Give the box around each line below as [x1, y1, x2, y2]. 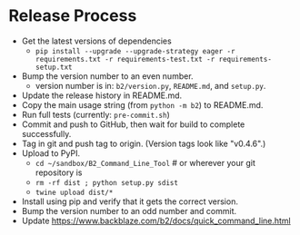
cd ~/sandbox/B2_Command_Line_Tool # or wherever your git [35, 157, 256, 168]
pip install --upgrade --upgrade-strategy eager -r [35, 46, 235, 55]
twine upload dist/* [35, 188, 114, 197]
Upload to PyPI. [21, 147, 81, 159]
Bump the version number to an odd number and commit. [21, 205, 237, 216]
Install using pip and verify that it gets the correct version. [21, 196, 238, 207]
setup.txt [35, 63, 74, 72]
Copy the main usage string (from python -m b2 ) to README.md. [21, 99, 264, 110]
